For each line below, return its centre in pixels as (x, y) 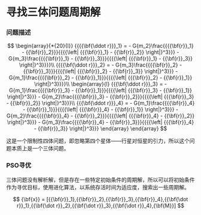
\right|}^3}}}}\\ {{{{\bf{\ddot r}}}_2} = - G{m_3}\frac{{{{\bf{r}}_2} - (100, 65)
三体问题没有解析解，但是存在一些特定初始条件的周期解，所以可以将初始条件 (100, 180)
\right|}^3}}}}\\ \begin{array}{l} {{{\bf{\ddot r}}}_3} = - (100, 84)
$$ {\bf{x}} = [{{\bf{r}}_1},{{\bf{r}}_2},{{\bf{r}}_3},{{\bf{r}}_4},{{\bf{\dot (100, 199)
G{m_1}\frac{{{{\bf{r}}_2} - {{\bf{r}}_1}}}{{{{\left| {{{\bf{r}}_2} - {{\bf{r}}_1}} (100, 78)
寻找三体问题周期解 (54, 12)
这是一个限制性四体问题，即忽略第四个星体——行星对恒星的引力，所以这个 (98, 141)
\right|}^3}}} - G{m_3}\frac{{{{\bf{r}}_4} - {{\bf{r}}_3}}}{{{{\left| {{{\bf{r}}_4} (100, 122)
